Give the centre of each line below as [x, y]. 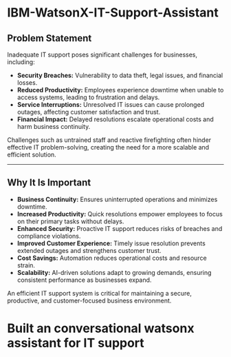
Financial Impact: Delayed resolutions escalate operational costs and [115, 119]
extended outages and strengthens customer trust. [89, 250]
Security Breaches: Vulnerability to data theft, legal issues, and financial [120, 75]
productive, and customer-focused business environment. [89, 300]
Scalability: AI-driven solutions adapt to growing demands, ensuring [114, 272]
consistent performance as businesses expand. [84, 280]
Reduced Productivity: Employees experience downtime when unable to [120, 90]
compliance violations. [49, 236]
